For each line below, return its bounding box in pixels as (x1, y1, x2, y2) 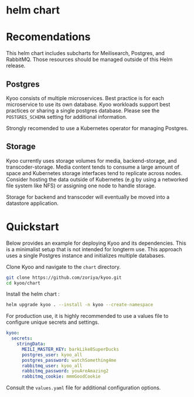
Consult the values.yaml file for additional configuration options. (6, 384, 161, 391)
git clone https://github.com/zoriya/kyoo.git (6, 275, 122, 280)
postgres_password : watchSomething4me (21, 357, 117, 363)
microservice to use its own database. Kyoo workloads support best (6, 101, 171, 108)
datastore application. (6, 200, 59, 207)
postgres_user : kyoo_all (21, 352, 83, 358)
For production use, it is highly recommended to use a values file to (6, 313, 169, 320)
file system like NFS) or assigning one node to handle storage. (6, 182, 156, 189)
